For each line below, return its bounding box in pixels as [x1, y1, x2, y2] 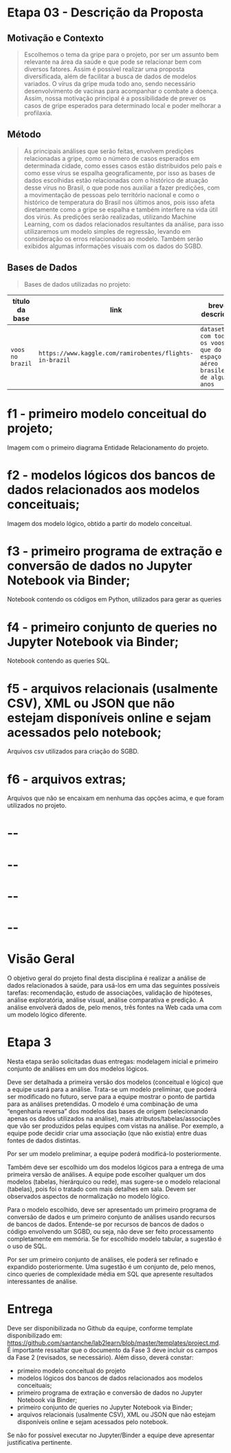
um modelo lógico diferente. [7, 1010, 87, 1019]
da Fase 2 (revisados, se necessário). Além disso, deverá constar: [7, 1353, 194, 1362]
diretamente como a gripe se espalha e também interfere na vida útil [23, 205, 218, 214]
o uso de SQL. [7, 1242, 47, 1250]
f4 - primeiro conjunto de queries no [7, 619, 218, 635]
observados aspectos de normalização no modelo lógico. [7, 1192, 170, 1200]
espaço [200, 353, 222, 360]
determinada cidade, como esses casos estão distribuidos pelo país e [23, 162, 222, 170]
